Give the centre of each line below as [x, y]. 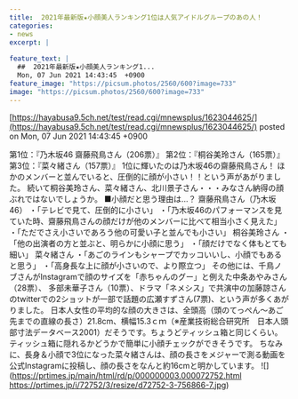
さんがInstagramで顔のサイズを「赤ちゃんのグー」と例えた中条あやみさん [152, 276]
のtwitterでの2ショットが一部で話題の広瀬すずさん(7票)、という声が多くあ [145, 299]
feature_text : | [39, 59]
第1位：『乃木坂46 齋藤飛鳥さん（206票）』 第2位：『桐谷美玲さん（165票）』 [147, 154]
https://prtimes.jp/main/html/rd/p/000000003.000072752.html [127, 375]
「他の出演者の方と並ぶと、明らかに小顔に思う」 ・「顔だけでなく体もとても [148, 243]
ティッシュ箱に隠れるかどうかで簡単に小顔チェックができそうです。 [133, 343]
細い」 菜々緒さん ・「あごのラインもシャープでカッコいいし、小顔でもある [146, 254]
